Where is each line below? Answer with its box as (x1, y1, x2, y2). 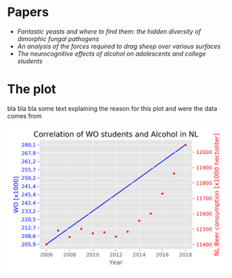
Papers (7, 4, 49, 20)
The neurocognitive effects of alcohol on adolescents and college (17, 49, 206, 58)
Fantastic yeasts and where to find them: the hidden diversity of (17, 27, 201, 36)
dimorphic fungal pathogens (17, 34, 99, 43)
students (17, 56, 43, 65)
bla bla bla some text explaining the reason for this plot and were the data (7, 104, 217, 112)
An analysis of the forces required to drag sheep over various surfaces (17, 42, 221, 50)
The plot (7, 82, 57, 98)
